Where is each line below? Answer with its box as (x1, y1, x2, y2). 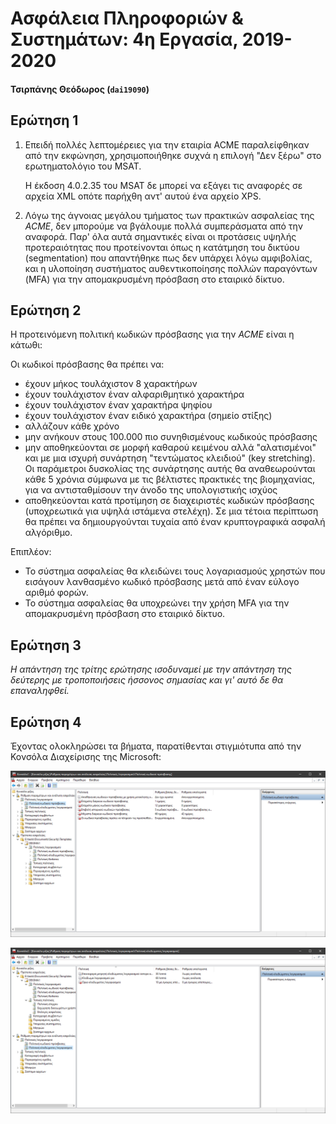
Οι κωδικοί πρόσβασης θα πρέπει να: (10, 358, 165, 371)
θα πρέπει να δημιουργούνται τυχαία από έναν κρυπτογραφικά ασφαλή (24, 516, 326, 528)
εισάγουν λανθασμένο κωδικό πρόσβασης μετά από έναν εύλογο (24, 576, 300, 588)
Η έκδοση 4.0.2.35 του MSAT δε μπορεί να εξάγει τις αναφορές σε (24, 179, 303, 191)
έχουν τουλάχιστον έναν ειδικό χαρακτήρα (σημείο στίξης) (24, 410, 273, 422)
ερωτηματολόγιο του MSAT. (24, 160, 142, 172)
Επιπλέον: (10, 546, 52, 558)
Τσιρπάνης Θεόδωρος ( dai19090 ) (10, 83, 150, 95)
